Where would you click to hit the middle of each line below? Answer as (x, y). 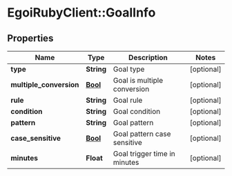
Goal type (129, 69)
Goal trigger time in (144, 154)
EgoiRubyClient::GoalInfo (81, 13)
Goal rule (128, 100)
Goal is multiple (138, 80)
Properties (30, 38)
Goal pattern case (142, 134)
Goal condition (137, 111)
